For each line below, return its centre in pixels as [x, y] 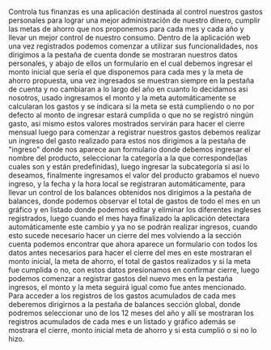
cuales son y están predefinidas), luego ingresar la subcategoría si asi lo [129, 166]
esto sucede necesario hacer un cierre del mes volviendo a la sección [125, 235]
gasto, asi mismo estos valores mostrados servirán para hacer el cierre [127, 124]
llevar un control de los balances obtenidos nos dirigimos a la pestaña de [130, 192]
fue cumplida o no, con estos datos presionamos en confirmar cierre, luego [134, 270]
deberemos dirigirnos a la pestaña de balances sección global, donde [125, 304]
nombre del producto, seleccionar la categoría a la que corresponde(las [128, 158]
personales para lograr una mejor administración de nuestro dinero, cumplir [134, 20]
